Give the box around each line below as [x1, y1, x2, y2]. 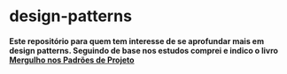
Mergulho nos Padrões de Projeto [9, 55, 135, 65]
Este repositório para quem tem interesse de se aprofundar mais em [9, 35, 264, 46]
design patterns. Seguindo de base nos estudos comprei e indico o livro [9, 45, 279, 55]
